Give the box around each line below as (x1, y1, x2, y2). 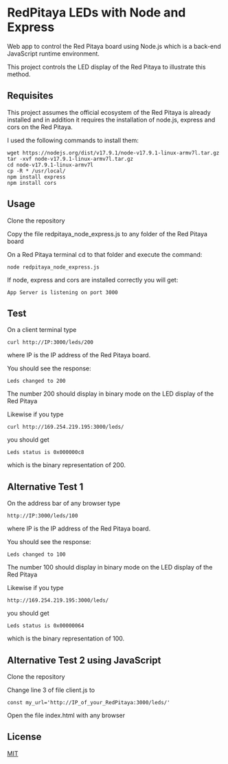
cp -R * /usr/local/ (7, 167, 67, 175)
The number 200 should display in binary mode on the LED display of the (7, 390, 214, 398)
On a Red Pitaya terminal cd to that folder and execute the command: (7, 250, 203, 258)
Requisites (7, 90, 54, 102)
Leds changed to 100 (7, 551, 67, 558)
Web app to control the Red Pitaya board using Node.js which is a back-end (7, 42, 221, 50)
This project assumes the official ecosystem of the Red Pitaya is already (7, 108, 211, 116)
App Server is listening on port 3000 (7, 289, 118, 296)
